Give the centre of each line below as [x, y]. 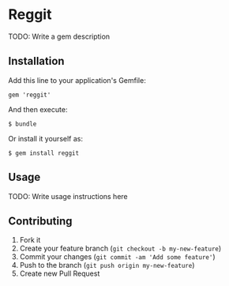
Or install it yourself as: [45, 138]
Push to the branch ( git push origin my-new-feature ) [107, 265]
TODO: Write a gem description [59, 36]
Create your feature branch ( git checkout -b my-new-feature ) [120, 248]
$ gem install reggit [44, 153]
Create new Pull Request [60, 273]
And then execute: [38, 109]
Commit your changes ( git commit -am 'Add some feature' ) [117, 257]
